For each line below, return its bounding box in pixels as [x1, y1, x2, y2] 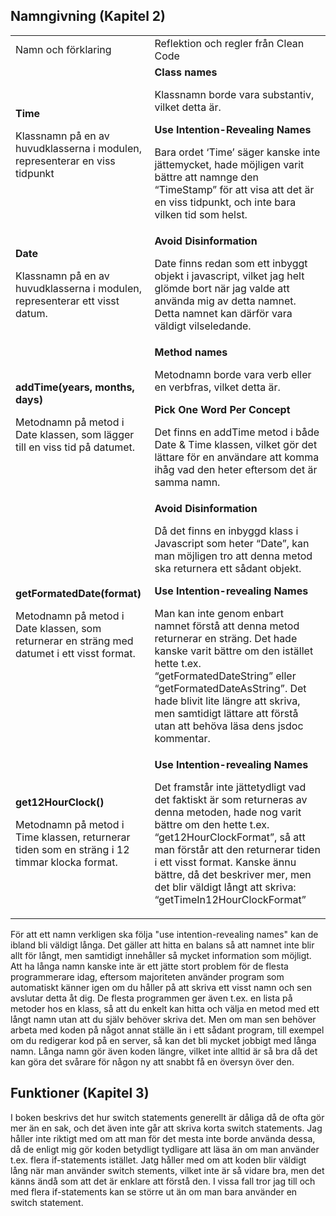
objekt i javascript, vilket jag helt [154, 269, 305, 283]
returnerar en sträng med [15, 634, 134, 648]
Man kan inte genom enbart [154, 606, 284, 620]
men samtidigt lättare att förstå [154, 706, 299, 720]
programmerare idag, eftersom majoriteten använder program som [10, 970, 285, 983]
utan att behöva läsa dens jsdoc [154, 719, 304, 733]
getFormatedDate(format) [15, 586, 142, 600]
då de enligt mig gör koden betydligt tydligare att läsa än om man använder [10, 1143, 320, 1155]
